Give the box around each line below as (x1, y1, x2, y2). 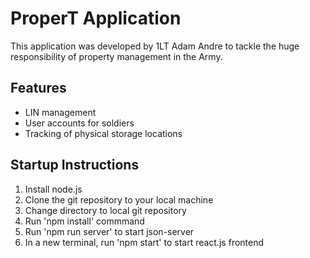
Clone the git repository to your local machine (24, 193, 214, 206)
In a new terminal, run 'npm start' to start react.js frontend (24, 236, 265, 248)
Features (10, 80, 67, 97)
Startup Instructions (10, 157, 140, 174)
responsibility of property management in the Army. (10, 50, 223, 62)
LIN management (24, 106, 97, 118)
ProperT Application (10, 7, 182, 30)
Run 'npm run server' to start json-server (24, 225, 195, 237)
